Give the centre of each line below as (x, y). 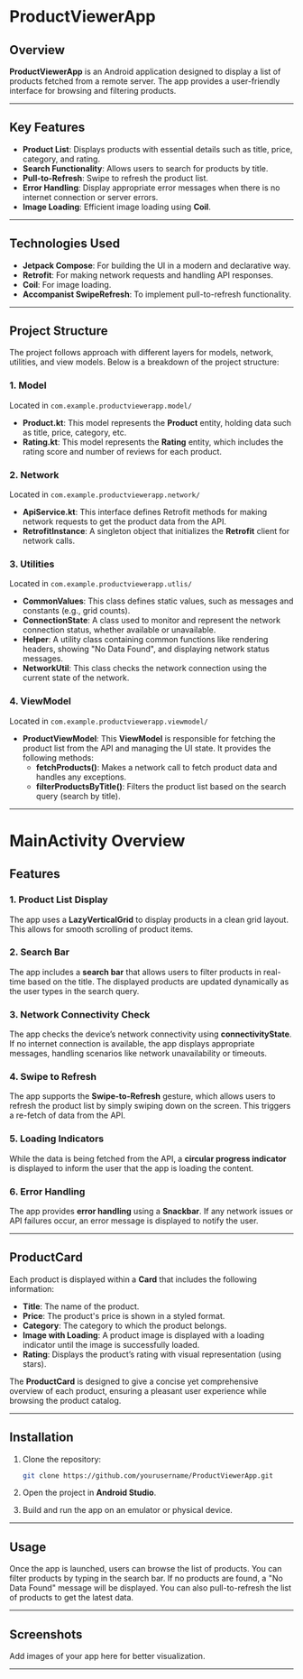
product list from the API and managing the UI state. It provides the (147, 748)
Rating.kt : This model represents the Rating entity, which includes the (153, 442)
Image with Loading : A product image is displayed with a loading (143, 1335)
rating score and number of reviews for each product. (122, 451)
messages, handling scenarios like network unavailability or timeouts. (138, 1054)
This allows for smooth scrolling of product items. (101, 929)
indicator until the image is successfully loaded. (111, 1344)
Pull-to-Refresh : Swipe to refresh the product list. (115, 178)
